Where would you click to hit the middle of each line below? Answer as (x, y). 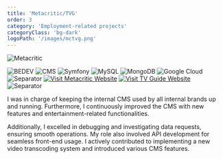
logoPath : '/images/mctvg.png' (52, 39)
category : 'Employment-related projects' (67, 26)
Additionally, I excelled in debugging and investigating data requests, (104, 127)
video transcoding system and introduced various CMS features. (98, 149)
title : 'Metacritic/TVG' (43, 13)
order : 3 (20, 20)
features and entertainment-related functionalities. (78, 114)
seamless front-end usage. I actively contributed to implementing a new (109, 141)
